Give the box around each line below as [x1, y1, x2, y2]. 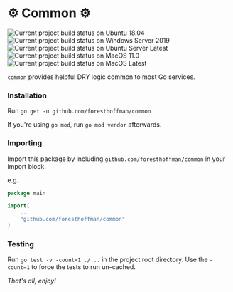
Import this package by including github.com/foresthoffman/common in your [7, 155, 226, 163]
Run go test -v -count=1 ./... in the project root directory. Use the [7, 255, 208, 264]
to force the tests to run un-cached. [31, 263, 136, 271]
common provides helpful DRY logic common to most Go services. [7, 73, 195, 81]
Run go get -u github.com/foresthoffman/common [7, 107, 151, 115]
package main [7, 189, 46, 197]
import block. [7, 162, 46, 170]
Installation [7, 90, 48, 100]
